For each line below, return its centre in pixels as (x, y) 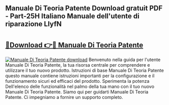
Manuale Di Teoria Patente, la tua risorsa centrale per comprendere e (78, 65)
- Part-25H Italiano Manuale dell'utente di (73, 16)
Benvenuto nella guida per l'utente (124, 60)
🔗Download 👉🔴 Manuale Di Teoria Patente (74, 45)
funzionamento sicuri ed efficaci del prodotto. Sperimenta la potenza (77, 81)
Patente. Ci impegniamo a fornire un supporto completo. (64, 97)
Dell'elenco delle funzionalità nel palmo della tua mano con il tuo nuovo (80, 86)
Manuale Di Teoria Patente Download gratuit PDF (84, 8)
